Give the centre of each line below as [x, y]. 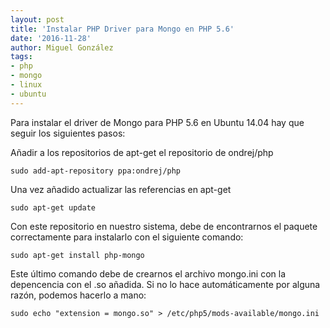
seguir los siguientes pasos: [68, 133]
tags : [21, 57]
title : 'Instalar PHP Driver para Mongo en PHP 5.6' [122, 29]
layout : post [37, 19]
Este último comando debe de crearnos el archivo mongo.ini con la [148, 273]
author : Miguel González [62, 47]
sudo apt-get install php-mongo [77, 255]
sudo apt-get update [53, 207]
